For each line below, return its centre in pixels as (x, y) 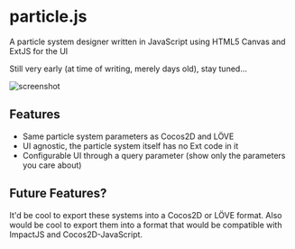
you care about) (52, 165)
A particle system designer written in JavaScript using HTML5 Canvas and (147, 41)
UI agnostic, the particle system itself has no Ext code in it (130, 145)
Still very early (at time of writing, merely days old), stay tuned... (129, 69)
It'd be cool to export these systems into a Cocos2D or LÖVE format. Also (146, 215)
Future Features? (58, 194)
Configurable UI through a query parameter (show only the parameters (154, 155)
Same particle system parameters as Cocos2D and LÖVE (128, 136)
